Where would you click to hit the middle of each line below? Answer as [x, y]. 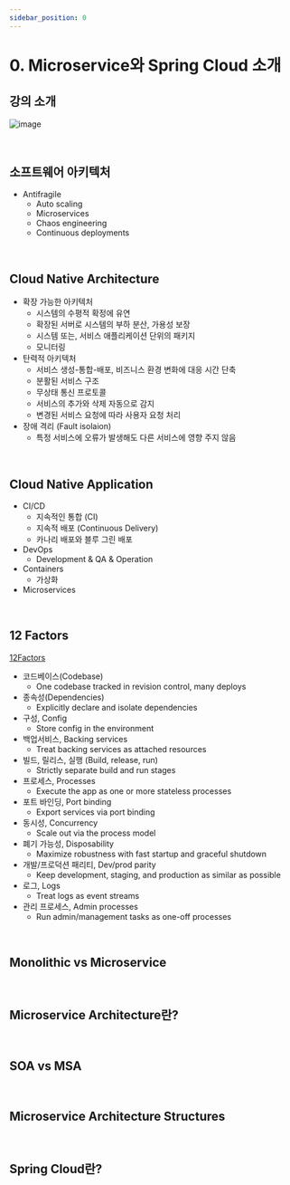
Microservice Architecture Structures [117, 1116]
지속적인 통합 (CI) [67, 517]
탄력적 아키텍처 [49, 358]
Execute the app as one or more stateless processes [134, 791]
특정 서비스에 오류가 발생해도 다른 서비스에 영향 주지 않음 [136, 438]
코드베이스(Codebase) [63, 676]
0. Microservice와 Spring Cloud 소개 [145, 65]
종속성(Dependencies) [63, 697]
